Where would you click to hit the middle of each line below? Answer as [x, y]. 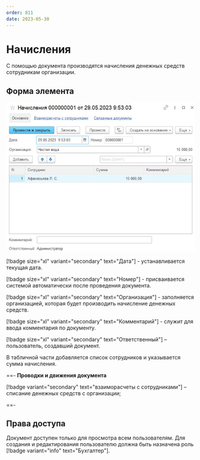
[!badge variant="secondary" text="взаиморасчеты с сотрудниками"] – [96, 387]
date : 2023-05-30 [28, 19]
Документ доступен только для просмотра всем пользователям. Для [96, 438]
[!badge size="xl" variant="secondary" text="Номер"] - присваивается [95, 279]
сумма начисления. [31, 364]
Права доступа [36, 423]
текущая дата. [25, 267]
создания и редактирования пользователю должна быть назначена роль [100, 444]
